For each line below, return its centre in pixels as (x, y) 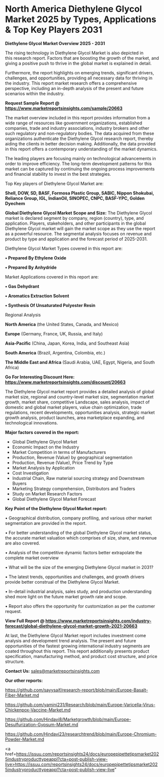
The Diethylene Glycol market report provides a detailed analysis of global (80, 391)
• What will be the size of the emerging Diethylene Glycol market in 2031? (79, 567)
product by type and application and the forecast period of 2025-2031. (76, 239)
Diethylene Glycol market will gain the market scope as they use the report (80, 228)
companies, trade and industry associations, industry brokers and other (77, 128)
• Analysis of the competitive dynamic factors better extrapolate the (74, 552)
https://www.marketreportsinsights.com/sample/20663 (64, 108)
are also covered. (23, 543)
